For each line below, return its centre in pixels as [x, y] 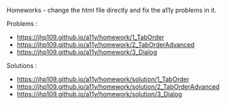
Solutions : [22, 65]
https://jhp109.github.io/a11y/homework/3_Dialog [87, 52]
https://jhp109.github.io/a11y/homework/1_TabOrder [90, 37]
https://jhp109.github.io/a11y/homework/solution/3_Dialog [99, 94]
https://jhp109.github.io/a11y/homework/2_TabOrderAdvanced [105, 44]
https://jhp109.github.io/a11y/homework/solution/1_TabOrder [103, 79]
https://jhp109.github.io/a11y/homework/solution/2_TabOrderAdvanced [118, 86]
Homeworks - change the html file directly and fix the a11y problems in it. [111, 10]
